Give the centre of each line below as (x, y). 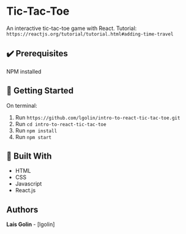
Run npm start (33, 137)
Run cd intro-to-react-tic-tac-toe (61, 124)
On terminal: (22, 105)
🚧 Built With (29, 156)
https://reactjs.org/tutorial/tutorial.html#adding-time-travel (90, 34)
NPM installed (24, 71)
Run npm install (36, 130)
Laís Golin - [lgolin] (31, 224)
